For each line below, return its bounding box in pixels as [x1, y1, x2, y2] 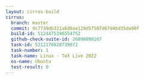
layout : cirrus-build [5, 8, 60, 15]
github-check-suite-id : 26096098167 [11, 36, 102, 42]
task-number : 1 [11, 48, 49, 53]
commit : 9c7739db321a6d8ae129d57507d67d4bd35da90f [11, 25, 140, 31]
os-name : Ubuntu [11, 58, 51, 64]
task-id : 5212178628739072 [11, 42, 78, 48]
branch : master [11, 20, 49, 26]
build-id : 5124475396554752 [11, 31, 81, 37]
